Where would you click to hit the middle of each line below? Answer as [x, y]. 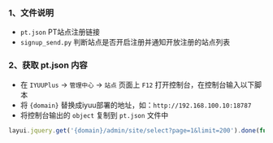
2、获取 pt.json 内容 [48, 65]
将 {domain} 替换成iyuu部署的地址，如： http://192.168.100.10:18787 [136, 105]
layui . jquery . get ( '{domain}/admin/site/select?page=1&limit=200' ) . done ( [134, 130]
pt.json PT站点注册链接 [60, 32]
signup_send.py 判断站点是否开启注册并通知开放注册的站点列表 [125, 42]
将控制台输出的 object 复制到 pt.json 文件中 [94, 115]
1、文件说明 [31, 12]
